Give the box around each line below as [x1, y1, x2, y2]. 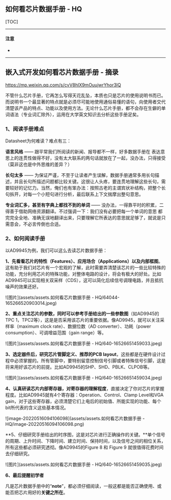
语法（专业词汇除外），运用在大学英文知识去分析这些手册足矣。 [9, 111, 141, 117]
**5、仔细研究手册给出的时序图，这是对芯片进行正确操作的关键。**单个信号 [5, 431, 165, 438]
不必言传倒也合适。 [22, 221, 64, 227]
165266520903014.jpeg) [5, 300, 57, 306]
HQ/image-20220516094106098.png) [5, 421, 84, 427]
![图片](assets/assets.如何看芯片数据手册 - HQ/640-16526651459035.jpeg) [5, 461, 162, 467]
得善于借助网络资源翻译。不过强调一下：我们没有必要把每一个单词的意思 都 [5, 208, 163, 214]
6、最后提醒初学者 [5, 472, 44, 479]
